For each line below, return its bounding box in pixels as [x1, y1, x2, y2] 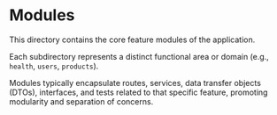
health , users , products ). [9, 61, 99, 71]
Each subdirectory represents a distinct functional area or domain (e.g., [9, 51, 270, 61]
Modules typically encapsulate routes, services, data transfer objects [9, 77, 261, 88]
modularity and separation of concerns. [9, 96, 154, 106]
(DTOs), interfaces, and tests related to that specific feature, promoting [9, 87, 268, 97]
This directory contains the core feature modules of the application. [9, 34, 256, 45]
